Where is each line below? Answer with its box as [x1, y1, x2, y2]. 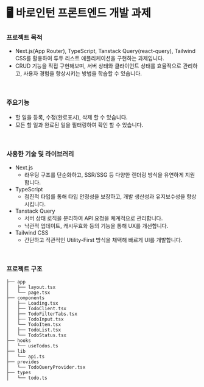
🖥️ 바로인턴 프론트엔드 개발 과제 [6, 6, 151, 20]
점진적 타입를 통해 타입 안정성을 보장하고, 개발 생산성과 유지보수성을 [24, 193, 186, 201]
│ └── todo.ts [6, 375, 47, 382]
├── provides [6, 359, 40, 365]
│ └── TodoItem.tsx [6, 322, 62, 328]
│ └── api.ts [6, 353, 45, 360]
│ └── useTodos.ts [6, 343, 59, 349]
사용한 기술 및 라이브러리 [6, 149, 74, 158]
